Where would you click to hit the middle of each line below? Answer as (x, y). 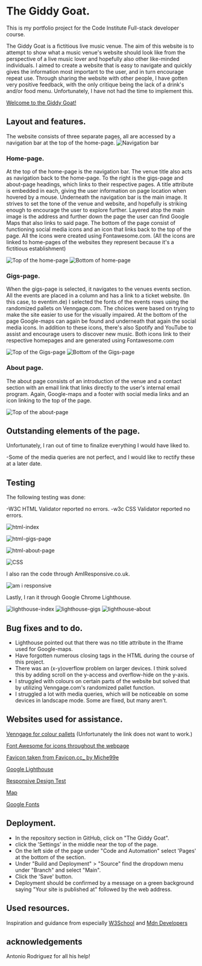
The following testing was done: (46, 498)
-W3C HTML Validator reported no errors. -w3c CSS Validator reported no (98, 509)
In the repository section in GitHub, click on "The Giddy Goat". (92, 838)
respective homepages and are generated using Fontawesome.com (90, 340)
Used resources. (38, 908)
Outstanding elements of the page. (73, 431)
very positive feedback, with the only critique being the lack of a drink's (95, 84)
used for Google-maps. (44, 649)
